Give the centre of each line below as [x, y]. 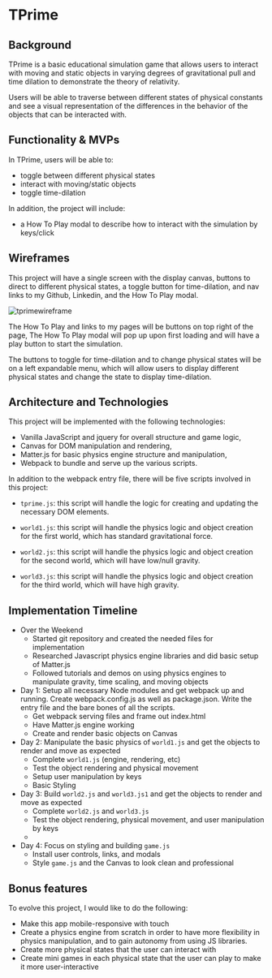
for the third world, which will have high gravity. [99, 585]
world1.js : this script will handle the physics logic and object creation [136, 528]
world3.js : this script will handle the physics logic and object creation [136, 576]
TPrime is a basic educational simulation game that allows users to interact [133, 64]
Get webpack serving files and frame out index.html [119, 717]
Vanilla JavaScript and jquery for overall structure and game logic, [131, 437]
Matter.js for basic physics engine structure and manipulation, [123, 455]
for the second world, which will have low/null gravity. [110, 561]
